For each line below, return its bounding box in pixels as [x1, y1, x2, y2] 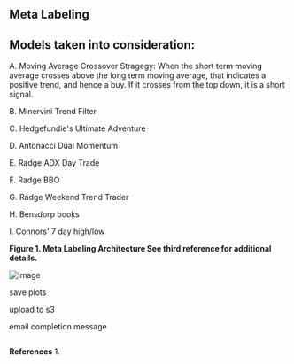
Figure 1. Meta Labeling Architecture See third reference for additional [9, 244, 272, 254]
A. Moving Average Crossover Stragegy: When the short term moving [9, 61, 263, 72]
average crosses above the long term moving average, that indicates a [9, 70, 267, 81]
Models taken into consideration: [9, 37, 196, 52]
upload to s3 [9, 305, 55, 315]
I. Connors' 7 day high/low [9, 226, 105, 237]
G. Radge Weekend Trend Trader [9, 192, 129, 203]
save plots [9, 287, 47, 298]
